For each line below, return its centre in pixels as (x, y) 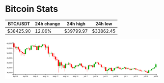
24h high (76, 24)
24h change (48, 24)
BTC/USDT (19, 24)
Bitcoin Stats (32, 9)
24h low (104, 24)
